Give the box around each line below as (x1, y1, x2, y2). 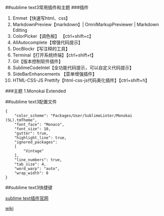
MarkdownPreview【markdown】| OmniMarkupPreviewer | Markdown (12, 22, 159, 27)
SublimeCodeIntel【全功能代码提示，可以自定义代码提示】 (12, 65, 134, 71)
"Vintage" (23, 148, 44, 153)
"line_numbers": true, (14, 157, 62, 163)
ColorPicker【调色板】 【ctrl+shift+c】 (12, 33, 94, 39)
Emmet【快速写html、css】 (12, 15, 70, 21)
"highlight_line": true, (14, 135, 67, 140)
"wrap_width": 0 (14, 171, 49, 176)
